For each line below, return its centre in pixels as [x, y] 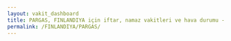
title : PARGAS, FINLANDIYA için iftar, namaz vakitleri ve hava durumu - [116, 20]
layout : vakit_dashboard [43, 14]
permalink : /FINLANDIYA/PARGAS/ [54, 26]
